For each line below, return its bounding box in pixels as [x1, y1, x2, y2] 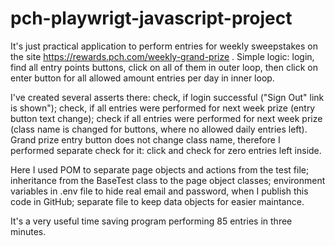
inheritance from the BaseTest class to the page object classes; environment [10, 174, 326, 186]
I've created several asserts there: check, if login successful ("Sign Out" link [10, 91, 325, 103]
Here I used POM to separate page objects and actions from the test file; [10, 163, 310, 176]
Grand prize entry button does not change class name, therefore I [10, 133, 281, 146]
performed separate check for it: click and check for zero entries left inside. [10, 144, 322, 156]
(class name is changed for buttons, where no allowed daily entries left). [10, 123, 308, 135]
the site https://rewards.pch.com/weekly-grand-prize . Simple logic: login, [10, 50, 315, 62]
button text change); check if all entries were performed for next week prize [10, 112, 323, 124]
